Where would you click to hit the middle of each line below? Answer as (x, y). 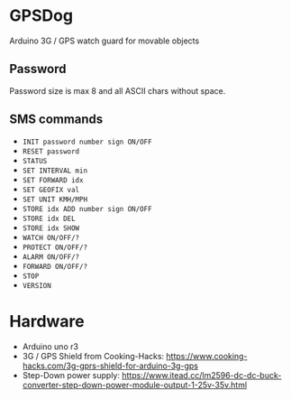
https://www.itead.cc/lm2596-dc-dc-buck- (201, 375)
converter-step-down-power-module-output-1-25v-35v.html (135, 385)
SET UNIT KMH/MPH (55, 199)
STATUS (35, 161)
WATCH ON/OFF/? (51, 237)
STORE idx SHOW (51, 228)
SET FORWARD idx (53, 180)
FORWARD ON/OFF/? (55, 266)
